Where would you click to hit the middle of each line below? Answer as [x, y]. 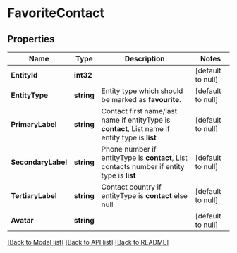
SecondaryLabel [39, 162]
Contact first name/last [139, 111]
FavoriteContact [56, 13]
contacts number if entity [143, 167]
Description [145, 59]
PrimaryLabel [34, 124]
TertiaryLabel [34, 196]
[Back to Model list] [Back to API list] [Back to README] [88, 242]
